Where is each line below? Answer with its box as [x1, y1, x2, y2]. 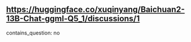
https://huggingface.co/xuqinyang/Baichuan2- [6, 5, 185, 15]
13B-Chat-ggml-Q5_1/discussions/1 [6, 14, 141, 24]
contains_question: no [6, 29, 61, 36]
